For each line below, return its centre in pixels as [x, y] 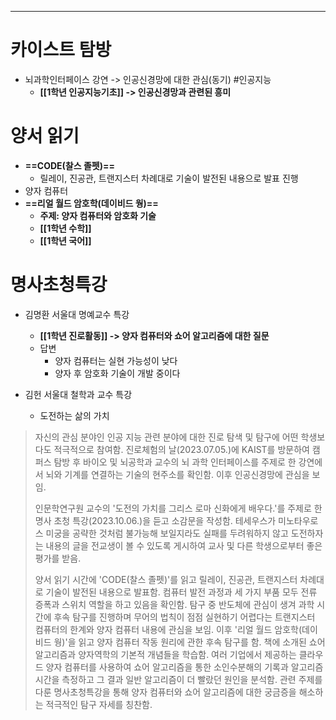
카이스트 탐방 [61, 50]
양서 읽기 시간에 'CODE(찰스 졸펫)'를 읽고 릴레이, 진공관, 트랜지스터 [166, 579]
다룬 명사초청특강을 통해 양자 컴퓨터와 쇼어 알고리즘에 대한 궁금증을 [165, 692]
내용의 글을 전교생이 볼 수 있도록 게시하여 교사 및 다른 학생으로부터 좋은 [184, 545]
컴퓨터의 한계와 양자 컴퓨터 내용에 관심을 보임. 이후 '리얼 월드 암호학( [168, 629]
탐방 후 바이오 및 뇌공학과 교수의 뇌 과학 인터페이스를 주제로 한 [175, 462]
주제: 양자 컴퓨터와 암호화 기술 [98, 215]
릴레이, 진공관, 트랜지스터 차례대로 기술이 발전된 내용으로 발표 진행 [169, 178]
